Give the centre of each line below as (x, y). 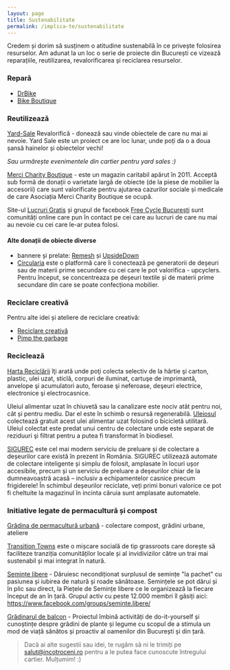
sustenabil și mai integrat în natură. (57, 561)
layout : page (26, 13)
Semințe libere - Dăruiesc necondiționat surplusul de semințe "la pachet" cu (115, 574)
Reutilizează (28, 118)
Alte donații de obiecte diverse (52, 240)
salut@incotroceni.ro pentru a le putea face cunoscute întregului (115, 652)
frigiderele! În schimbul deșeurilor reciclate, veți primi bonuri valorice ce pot (114, 485)
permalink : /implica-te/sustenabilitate (66, 26)
